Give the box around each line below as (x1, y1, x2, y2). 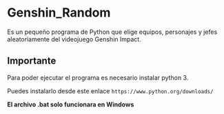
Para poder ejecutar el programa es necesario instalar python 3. (7, 73, 189, 82)
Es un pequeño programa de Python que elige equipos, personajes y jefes (7, 28, 218, 36)
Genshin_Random (7, 5, 111, 21)
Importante (7, 55, 57, 67)
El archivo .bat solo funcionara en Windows (7, 100, 134, 108)
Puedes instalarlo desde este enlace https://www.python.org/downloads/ (7, 86, 214, 95)
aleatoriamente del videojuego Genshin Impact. (7, 35, 141, 43)
